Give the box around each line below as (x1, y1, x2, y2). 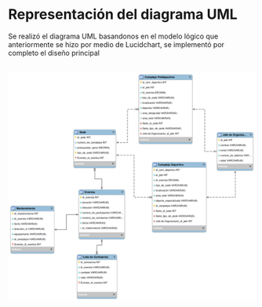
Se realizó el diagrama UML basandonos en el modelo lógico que (8, 31, 219, 41)
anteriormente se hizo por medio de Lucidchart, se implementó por (8, 39, 225, 49)
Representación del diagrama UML (8, 5, 238, 24)
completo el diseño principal (8, 48, 100, 57)
